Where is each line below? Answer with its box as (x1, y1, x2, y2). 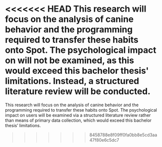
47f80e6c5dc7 (89, 137, 119, 143)
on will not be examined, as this (5, 55, 134, 66)
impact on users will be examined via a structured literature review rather (5, 112, 151, 118)
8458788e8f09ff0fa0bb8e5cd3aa (89, 132, 158, 138)
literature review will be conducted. (5, 86, 151, 97)
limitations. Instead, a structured (5, 76, 140, 87)
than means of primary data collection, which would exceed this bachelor (5, 117, 152, 123)
